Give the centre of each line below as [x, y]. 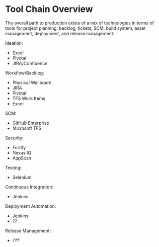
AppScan [22, 158]
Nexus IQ [22, 153]
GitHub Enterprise [31, 123]
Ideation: [14, 43]
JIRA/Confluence [30, 63]
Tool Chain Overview [49, 9]
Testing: [13, 167]
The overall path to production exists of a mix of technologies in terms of [79, 23]
